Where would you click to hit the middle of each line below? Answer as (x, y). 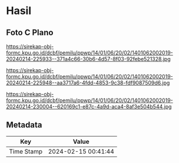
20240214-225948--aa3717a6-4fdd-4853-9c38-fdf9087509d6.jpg (88, 83)
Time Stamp (26, 151)
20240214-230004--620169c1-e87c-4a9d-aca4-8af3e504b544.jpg (89, 106)
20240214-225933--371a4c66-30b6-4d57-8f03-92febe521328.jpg (88, 59)
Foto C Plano (30, 33)
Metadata (24, 125)
